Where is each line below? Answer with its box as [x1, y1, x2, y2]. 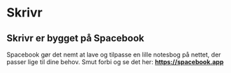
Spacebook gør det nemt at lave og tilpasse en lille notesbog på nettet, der [6, 50, 221, 59]
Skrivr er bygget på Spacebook [6, 32, 144, 44]
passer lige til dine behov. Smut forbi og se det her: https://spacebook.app [6, 58, 224, 66]
